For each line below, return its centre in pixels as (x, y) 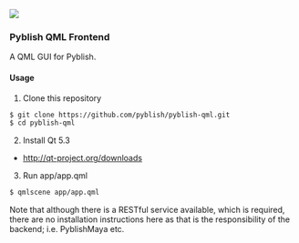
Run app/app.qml (55, 176)
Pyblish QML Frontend (60, 36)
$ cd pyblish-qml (42, 123)
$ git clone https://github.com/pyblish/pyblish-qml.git (120, 115)
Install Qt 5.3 (46, 140)
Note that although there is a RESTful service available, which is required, (147, 210)
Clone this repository (62, 98)
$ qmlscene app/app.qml (55, 192)
